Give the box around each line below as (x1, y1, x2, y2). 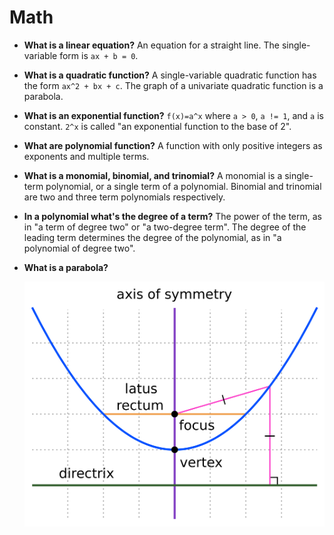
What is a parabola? (23, 261, 109, 273)
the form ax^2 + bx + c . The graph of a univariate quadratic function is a (23, 79, 324, 91)
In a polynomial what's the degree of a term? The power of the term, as (23, 210, 323, 222)
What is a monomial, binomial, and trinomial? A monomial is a (23, 169, 283, 181)
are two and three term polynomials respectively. (23, 191, 226, 203)
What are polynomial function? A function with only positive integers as (23, 139, 323, 151)
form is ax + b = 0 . (59, 49, 139, 61)
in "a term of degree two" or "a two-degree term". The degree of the (23, 221, 307, 233)
